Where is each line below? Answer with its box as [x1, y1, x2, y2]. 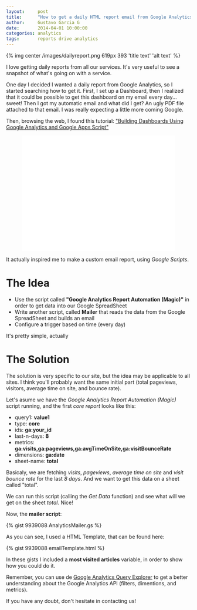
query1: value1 [14, 414, 50, 421]
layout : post [6, 8, 49, 15]
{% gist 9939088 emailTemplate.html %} [6, 544, 105, 551]
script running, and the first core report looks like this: [6, 402, 136, 409]
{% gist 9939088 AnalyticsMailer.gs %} [6, 521, 102, 529]
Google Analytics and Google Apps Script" [6, 124, 109, 130]
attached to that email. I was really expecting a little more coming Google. [6, 106, 184, 113]
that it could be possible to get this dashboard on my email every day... [6, 93, 177, 100]
